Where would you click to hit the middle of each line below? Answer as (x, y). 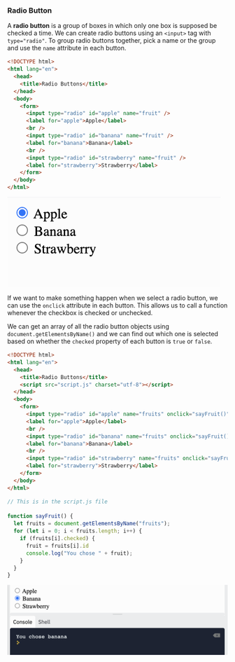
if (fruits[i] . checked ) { (58, 539)
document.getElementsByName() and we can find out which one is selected (113, 334)
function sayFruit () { (40, 516)
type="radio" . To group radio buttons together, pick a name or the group (112, 41)
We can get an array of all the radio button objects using (88, 326)
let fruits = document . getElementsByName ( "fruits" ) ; (92, 524)
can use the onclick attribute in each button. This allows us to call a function (117, 305)
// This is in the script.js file (58, 502)
